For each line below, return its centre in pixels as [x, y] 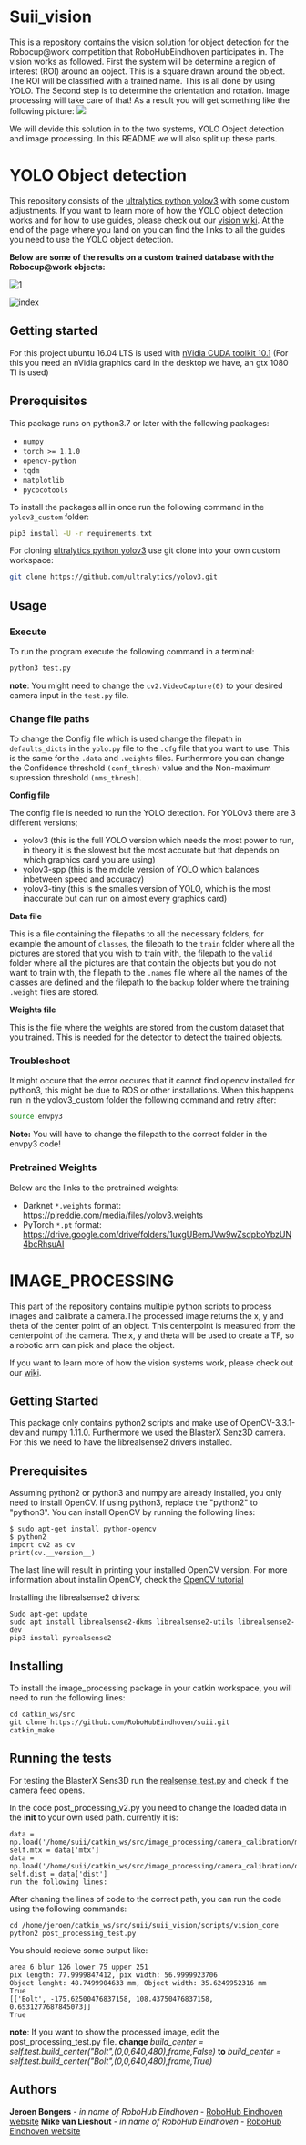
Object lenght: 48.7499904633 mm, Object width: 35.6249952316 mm [138, 1983]
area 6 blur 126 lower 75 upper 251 [79, 1967]
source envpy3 [36, 1117]
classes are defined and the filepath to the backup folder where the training [149, 982]
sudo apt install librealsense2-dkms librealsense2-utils [122, 1622]
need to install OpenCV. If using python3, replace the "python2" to [133, 1502]
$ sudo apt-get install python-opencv [83, 1529]
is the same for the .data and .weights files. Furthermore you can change [147, 759]
